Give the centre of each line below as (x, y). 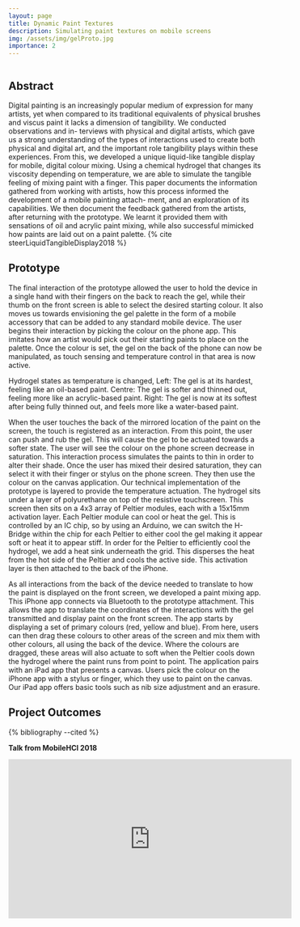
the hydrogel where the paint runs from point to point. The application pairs (133, 661)
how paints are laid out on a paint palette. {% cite (90, 234)
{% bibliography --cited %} (54, 732)
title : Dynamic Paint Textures (61, 23)
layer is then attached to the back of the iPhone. (88, 568)
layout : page (30, 16)
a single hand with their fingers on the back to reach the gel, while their (127, 296)
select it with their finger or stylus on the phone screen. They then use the (132, 473)
